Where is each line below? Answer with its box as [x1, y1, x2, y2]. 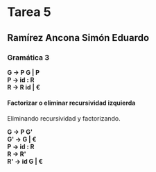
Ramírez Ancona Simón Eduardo [7, 32, 150, 44]
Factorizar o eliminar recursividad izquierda [7, 98, 136, 108]
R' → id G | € [7, 157, 43, 166]
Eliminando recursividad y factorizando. [7, 114, 121, 123]
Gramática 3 [7, 53, 50, 62]
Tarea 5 [7, 4, 51, 20]
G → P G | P [7, 68, 40, 76]
